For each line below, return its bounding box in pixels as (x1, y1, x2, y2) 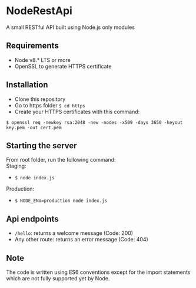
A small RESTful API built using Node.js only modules (6, 24, 135, 31)
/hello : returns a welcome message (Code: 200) (14, 230, 134, 237)
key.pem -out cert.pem (6, 125, 62, 130)
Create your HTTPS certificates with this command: (14, 108, 140, 115)
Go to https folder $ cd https (14, 102, 85, 109)
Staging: (6, 162, 26, 169)
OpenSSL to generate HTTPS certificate (14, 63, 112, 70)
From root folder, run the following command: (6, 156, 116, 163)
